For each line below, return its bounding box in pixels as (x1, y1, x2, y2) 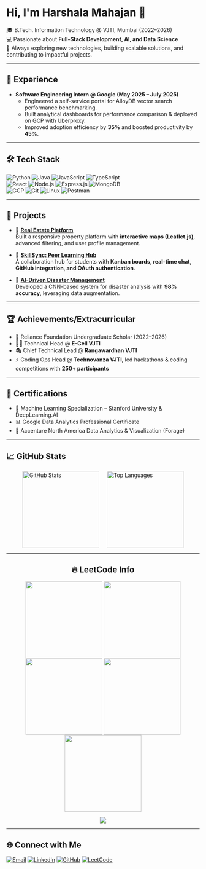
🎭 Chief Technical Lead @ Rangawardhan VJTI (15, 347, 137, 354)
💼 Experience (6, 74, 58, 85)
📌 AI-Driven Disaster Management (15, 277, 105, 284)
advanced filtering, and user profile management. (15, 240, 141, 247)
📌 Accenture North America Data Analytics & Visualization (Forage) (15, 427, 185, 434)
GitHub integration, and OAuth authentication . (15, 264, 135, 272)
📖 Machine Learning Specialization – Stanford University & (15, 405, 162, 412)
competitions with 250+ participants (15, 365, 109, 372)
